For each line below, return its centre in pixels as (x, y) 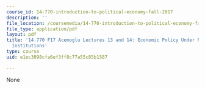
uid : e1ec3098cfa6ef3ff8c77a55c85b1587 (57, 57)
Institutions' (30, 46)
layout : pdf (21, 35)
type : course (23, 52)
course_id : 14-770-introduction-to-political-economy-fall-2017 (90, 12)
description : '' (27, 18)
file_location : (26, 23)
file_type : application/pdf (42, 29)
